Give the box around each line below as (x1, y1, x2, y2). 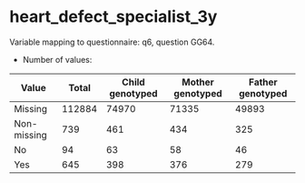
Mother (181, 76, 215, 88)
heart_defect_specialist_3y (9, 6, 218, 27)
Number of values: (22, 54, 93, 65)
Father (248, 76, 279, 88)
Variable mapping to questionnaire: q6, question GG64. (9, 36, 215, 47)
